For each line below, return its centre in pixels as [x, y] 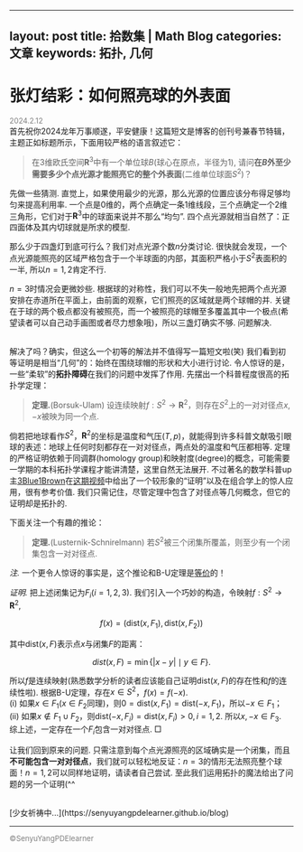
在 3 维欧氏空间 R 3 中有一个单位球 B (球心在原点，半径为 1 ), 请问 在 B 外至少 [161, 161]
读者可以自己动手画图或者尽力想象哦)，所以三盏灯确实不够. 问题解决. [144, 323]
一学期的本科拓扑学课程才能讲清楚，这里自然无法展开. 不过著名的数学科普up [151, 470]
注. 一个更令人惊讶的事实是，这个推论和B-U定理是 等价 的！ [118, 572]
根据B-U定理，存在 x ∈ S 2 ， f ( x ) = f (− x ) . [114, 691]
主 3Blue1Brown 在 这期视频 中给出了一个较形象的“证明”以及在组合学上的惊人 [147, 481]
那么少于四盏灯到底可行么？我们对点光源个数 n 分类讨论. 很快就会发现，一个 [148, 247]
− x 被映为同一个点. [65, 416]
